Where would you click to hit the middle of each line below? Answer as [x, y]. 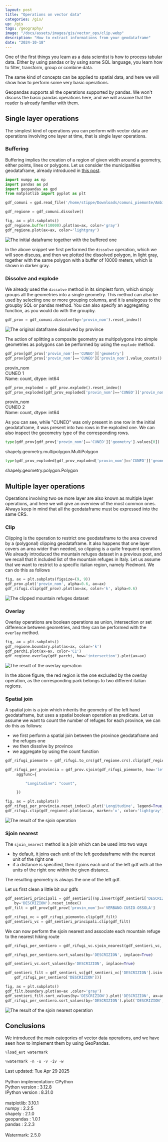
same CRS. [16, 514]
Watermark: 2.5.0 [23, 1135]
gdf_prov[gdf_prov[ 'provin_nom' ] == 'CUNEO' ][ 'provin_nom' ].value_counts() [84, 358]
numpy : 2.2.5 [19, 1108]
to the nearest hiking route [32, 936]
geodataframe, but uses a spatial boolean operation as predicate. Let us [79, 715]
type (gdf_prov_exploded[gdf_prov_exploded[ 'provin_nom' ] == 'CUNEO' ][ [78, 461]
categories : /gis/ [24, 19]
